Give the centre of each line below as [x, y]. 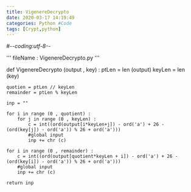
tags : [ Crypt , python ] [34, 29]
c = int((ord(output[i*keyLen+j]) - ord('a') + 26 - [96, 125]
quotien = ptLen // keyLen [40, 87]
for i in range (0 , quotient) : [49, 114]
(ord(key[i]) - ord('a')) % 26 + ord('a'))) [64, 162]
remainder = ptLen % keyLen [42, 93]
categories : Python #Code [39, 23]
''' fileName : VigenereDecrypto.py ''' [53, 58]
